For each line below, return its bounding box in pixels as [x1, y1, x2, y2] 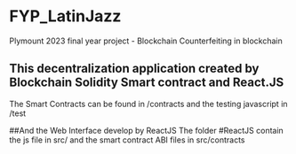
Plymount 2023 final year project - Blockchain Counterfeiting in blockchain [9, 35, 283, 46]
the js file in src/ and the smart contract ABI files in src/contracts [9, 135, 246, 145]
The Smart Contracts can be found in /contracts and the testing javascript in [9, 98, 288, 109]
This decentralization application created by [9, 61, 260, 76]
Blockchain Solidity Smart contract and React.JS [9, 75, 284, 90]
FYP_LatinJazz [9, 6, 122, 27]
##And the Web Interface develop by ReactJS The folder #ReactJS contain [9, 125, 284, 135]
